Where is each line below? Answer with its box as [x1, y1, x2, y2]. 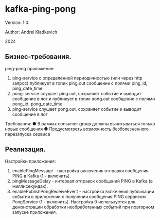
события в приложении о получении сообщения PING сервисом [12, 194, 146, 200]
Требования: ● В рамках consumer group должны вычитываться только [5, 120, 156, 126]
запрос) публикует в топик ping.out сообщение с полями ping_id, [12, 80, 148, 86]
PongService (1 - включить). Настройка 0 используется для [12, 199, 136, 204]
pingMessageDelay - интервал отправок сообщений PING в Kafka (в [12, 178, 153, 184]
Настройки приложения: [5, 158, 56, 164]
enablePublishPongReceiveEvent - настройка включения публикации [12, 188, 155, 194]
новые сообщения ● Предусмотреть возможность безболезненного [5, 126, 149, 132]
